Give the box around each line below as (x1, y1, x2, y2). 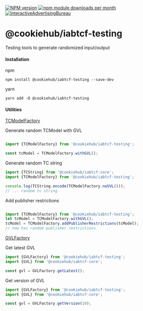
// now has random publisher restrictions (5, 226, 96, 231)
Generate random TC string (5, 160, 62, 166)
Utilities (5, 106, 22, 112)
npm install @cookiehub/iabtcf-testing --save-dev (5, 77, 114, 82)
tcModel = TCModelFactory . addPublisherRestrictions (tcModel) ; (5, 221, 139, 226)
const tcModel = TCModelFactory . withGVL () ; (5, 151, 99, 156)
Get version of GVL (5, 277, 45, 283)
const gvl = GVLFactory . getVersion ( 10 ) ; (5, 301, 92, 306)
